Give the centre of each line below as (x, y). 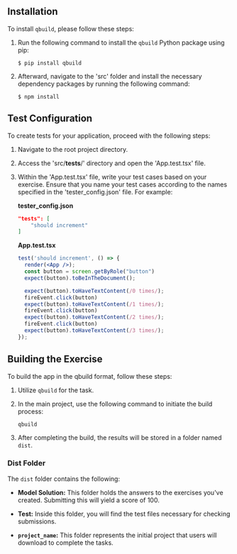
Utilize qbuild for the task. (56, 390)
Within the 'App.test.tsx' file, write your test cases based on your (112, 177)
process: (31, 411)
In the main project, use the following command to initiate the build (115, 404)
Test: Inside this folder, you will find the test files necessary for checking (124, 514)
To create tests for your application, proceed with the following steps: (109, 135)
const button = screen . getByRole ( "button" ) (89, 272)
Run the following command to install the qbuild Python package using (121, 43)
